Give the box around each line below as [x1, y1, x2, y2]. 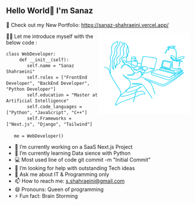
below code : [6, 39, 37, 46]
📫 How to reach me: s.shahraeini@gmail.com [14, 177, 125, 184]
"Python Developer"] [6, 86, 57, 92]
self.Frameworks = [27, 115, 72, 121]
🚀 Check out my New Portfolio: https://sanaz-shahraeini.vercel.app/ [6, 21, 169, 28]
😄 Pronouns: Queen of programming [14, 186, 104, 193]
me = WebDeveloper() [13, 133, 64, 139]
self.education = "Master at [27, 92, 98, 98]
